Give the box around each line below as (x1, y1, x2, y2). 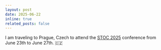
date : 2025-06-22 (5, 12, 41, 17)
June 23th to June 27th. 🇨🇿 (5, 40, 63, 46)
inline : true (5, 16, 32, 21)
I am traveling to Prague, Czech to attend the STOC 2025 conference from (5, 35, 157, 41)
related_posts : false (5, 21, 50, 26)
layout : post (5, 7, 32, 12)
